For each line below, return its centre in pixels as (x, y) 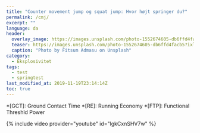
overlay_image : (30, 39)
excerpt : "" (21, 23)
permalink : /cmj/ (28, 17)
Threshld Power (26, 112)
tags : (13, 67)
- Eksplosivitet (32, 61)
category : (18, 56)
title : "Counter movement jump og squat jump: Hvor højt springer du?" (97, 12)
